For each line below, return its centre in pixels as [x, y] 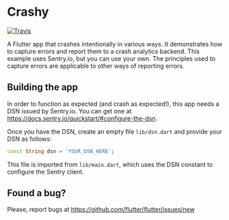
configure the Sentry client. [45, 171]
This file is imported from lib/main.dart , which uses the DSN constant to [110, 164]
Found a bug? [37, 193]
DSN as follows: [29, 139]
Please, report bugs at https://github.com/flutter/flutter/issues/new [101, 210]
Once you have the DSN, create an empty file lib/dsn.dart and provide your [114, 131]
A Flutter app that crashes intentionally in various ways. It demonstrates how [115, 44]
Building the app [43, 87]
